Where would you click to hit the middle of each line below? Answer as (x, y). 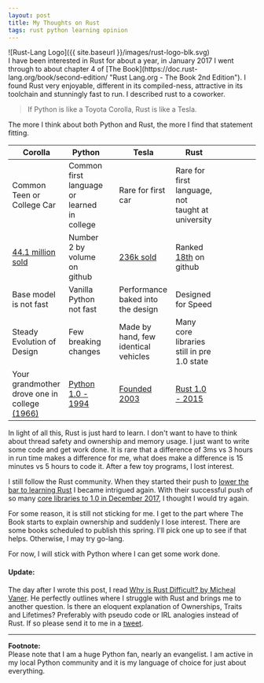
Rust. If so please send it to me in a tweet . (76, 623)
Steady (25, 332)
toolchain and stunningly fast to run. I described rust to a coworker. (117, 94)
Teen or (26, 195)
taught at (192, 210)
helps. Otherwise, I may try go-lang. (66, 539)
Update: (22, 572)
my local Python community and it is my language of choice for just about (127, 663)
